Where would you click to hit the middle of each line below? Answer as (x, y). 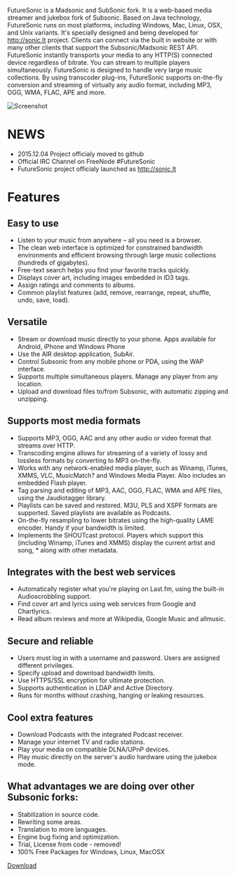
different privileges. (46, 666)
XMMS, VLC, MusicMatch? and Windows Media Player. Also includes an (121, 475)
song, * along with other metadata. (67, 550)
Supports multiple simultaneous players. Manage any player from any (118, 376)
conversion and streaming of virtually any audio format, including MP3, (110, 85)
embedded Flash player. (52, 483)
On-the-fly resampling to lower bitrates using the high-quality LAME (116, 520)
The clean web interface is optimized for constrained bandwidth (110, 247)
